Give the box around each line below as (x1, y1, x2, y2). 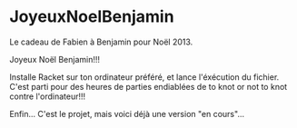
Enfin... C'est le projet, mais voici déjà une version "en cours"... (9, 108, 245, 119)
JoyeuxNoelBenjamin (9, 6, 174, 27)
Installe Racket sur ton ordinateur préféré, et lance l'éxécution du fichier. (9, 71, 280, 83)
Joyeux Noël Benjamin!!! (9, 54, 101, 64)
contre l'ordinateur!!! (9, 91, 86, 102)
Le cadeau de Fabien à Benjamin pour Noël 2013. (9, 36, 193, 47)
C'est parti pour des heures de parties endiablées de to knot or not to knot (9, 81, 288, 92)
